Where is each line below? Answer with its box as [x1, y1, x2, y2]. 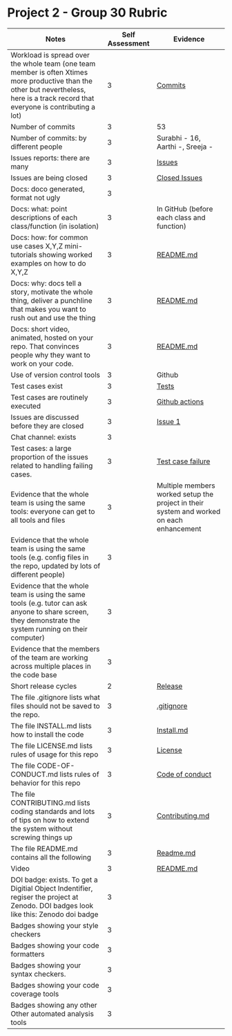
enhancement [156, 524, 202, 533]
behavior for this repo [10, 778, 81, 788]
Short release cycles [10, 681, 77, 691]
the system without [10, 824, 72, 833]
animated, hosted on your [10, 333, 94, 342]
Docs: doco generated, [10, 184, 85, 194]
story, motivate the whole [10, 287, 93, 297]
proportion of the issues [10, 452, 88, 461]
